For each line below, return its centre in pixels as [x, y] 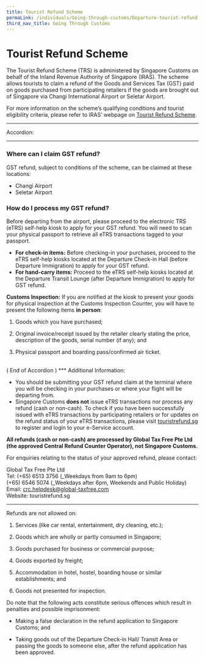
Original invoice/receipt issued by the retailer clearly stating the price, [103, 333]
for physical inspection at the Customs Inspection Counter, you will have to [100, 303]
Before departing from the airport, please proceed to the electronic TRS [96, 221]
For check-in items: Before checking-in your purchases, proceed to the [105, 252]
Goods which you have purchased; [59, 322]
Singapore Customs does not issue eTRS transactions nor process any [104, 402]
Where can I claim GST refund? [53, 154]
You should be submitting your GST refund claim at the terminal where [103, 382]
